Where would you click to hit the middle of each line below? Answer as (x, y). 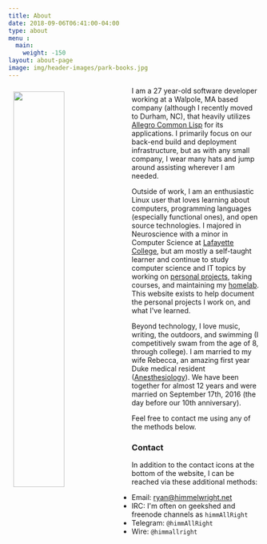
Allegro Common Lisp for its (177, 124)
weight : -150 (44, 53)
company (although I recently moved (192, 107)
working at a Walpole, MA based (185, 99)
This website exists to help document (193, 293)
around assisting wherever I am (183, 167)
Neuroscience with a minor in (180, 234)
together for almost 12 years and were (194, 385)
